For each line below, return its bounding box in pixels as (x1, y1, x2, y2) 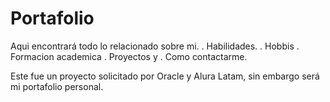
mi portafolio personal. (10, 80, 104, 92)
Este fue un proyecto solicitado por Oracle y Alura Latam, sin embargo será (10, 70, 320, 82)
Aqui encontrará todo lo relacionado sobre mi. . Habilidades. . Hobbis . (10, 40, 300, 52)
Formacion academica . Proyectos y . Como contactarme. (10, 50, 248, 62)
